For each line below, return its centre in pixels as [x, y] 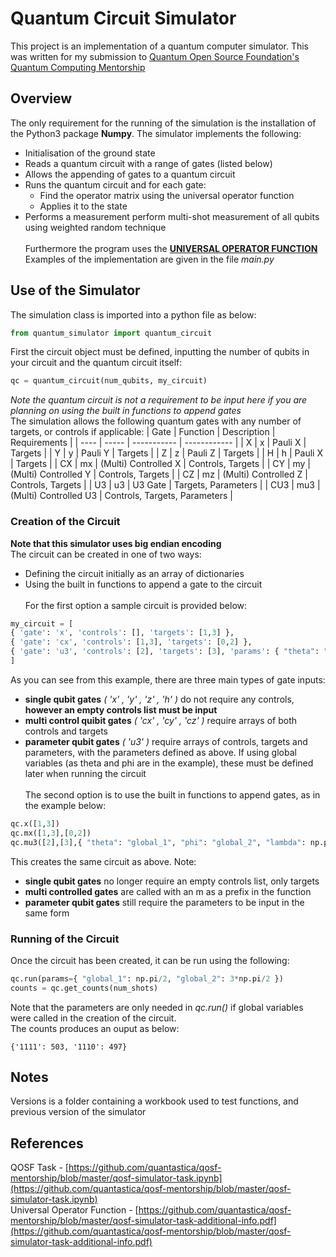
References [47, 1143]
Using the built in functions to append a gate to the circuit [143, 584]
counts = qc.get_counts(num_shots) [84, 988]
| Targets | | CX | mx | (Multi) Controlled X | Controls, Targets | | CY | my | [161, 464]
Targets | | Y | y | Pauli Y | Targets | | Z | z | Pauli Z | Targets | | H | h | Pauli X [166, 453]
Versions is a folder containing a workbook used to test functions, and [154, 1101]
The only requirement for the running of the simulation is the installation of [163, 123]
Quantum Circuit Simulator [123, 18]
